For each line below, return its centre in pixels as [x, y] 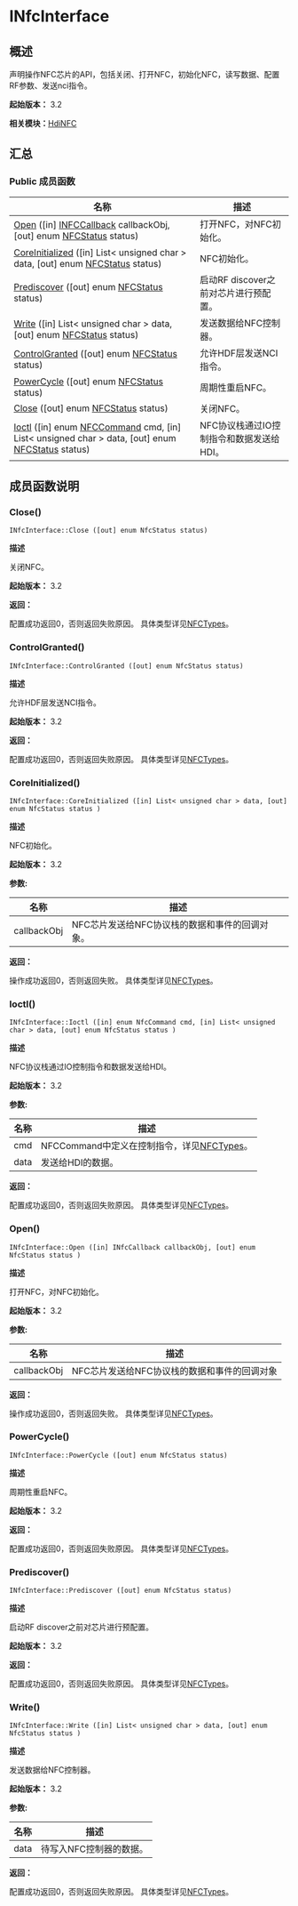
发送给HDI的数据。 [80, 1162]
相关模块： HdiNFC [43, 123]
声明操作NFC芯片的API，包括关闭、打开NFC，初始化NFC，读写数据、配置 [145, 74]
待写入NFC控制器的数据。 [95, 1849]
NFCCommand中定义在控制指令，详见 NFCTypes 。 [147, 1146]
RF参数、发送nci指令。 [51, 85]
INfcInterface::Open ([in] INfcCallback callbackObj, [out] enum [132, 1247]
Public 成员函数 [42, 181]
